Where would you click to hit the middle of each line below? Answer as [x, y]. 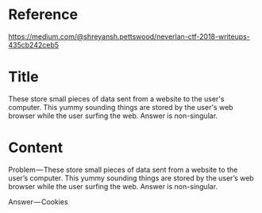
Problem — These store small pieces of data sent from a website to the [123, 169]
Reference [43, 15]
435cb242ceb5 [34, 44]
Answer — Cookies [39, 202]
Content [36, 148]
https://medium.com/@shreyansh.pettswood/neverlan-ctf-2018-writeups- [129, 36]
